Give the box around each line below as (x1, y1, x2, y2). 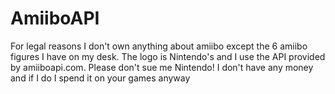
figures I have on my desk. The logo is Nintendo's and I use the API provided (10, 50, 326, 62)
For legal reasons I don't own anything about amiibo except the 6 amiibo (10, 40, 308, 52)
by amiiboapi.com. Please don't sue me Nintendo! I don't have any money (10, 61, 314, 73)
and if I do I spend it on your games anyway (10, 72, 191, 84)
